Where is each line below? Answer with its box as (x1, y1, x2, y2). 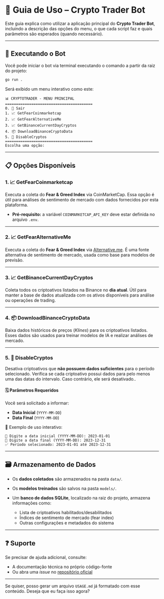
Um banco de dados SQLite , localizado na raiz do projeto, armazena (12, 495, 150, 500)
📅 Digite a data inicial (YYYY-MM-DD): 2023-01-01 (5, 434, 110, 439)
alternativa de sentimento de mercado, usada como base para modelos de (5, 252, 155, 258)
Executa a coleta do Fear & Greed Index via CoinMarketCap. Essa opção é (5, 192, 155, 198)
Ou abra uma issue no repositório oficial (12, 569, 93, 575)
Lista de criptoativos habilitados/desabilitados (19, 509, 112, 515)
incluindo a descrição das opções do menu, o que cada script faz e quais (5, 25, 153, 31)
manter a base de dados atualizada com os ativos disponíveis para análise (5, 292, 155, 298)
